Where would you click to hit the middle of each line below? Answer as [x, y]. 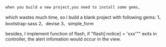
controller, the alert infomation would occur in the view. [63, 39]
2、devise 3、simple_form [66, 23]
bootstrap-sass [21, 23]
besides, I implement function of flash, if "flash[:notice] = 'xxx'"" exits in [81, 34]
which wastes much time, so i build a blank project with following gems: [81, 17]
